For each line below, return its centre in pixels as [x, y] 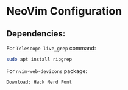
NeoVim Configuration [64, 11]
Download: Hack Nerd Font [39, 82]
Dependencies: [36, 34]
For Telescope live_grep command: [51, 48]
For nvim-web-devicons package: [47, 71]
